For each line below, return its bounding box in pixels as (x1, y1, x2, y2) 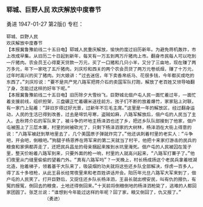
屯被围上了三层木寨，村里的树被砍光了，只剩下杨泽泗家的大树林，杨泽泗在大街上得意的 (6, 125, 192, 131)
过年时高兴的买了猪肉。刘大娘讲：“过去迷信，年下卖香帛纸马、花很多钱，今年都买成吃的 (6, 73, 194, 79)
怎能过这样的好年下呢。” (19, 85, 71, 92)
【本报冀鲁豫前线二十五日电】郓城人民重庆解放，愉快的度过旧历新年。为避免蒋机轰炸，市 (6, 47, 196, 53)
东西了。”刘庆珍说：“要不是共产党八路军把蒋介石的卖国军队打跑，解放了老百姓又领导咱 (6, 79, 190, 85)
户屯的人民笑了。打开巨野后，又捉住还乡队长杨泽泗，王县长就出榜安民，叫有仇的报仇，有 (6, 176, 196, 183)
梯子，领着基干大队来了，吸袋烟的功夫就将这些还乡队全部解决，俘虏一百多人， (29, 164, 196, 170)
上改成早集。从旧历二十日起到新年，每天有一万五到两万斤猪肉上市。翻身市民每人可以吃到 (6, 53, 196, 59)
